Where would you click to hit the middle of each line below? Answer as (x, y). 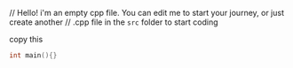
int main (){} (33, 56)
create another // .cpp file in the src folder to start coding (114, 22)
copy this (26, 39)
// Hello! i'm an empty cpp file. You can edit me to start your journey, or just (147, 13)
